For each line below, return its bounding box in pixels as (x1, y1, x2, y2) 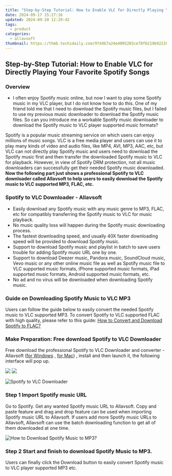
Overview (5, 83, 30, 90)
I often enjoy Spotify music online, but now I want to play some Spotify (12, 95, 162, 101)
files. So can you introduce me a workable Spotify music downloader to (12, 116, 164, 123)
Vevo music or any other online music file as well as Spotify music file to (12, 260, 165, 266)
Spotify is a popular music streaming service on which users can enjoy (5, 132, 155, 138)
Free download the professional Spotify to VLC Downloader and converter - (5, 347, 165, 353)
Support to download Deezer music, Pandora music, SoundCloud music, (12, 254, 165, 261)
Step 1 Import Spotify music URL (5, 391, 87, 399)
